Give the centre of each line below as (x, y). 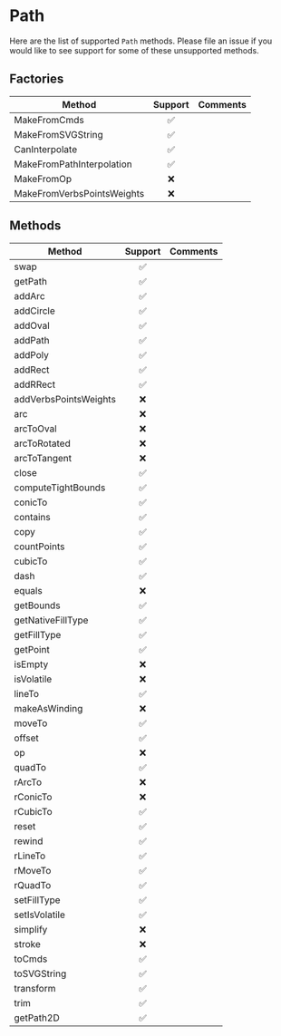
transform (35, 988)
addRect (32, 370)
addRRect (35, 384)
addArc (29, 295)
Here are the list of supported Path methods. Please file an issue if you (141, 41)
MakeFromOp (43, 179)
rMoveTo (33, 870)
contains (33, 517)
